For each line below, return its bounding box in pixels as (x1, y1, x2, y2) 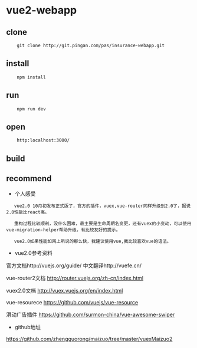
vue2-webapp (6, 4, 77, 17)
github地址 (14, 323, 41, 330)
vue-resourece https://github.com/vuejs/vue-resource (6, 298, 139, 306)
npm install (17, 74, 46, 80)
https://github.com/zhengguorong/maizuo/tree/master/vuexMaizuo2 (6, 335, 173, 342)
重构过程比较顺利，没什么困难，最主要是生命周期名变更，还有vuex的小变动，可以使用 (14, 221, 192, 226)
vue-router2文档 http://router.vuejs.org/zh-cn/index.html (6, 274, 143, 281)
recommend (6, 173, 52, 183)
